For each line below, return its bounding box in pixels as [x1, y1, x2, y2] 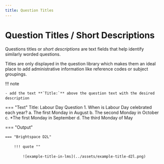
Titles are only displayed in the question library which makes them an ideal [5, 60, 156, 66]
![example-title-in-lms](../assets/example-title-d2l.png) [23, 154, 146, 159]
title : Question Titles [5, 8, 54, 13]
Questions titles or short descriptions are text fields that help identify [5, 46, 144, 52]
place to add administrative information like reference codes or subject [5, 66, 148, 72]
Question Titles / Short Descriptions [5, 29, 155, 41]
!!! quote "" [14, 144, 41, 149]
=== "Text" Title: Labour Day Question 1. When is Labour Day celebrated [5, 104, 152, 110]
